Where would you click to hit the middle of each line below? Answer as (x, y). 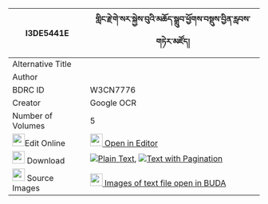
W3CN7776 (113, 90)
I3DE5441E (47, 33)
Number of (33, 116)
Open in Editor (131, 143)
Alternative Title (42, 64)
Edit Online (45, 143)
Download (46, 161)
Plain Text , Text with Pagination (160, 159)
